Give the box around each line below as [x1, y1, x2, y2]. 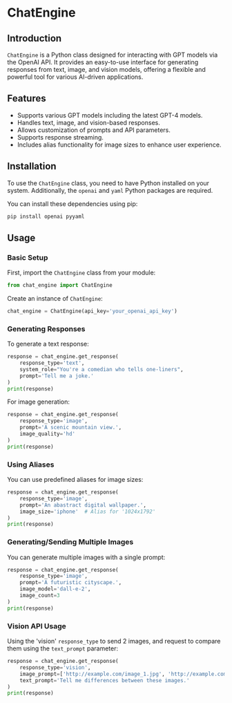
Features [7, 93, 46, 104]
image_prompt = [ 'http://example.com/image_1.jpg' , [19, 671, 166, 677]
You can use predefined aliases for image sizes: [7, 476, 144, 484]
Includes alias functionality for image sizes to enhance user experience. [17, 140, 222, 149]
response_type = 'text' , [19, 359, 85, 367]
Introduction [7, 32, 62, 44]
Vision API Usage [7, 621, 67, 630]
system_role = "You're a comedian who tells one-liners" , [19, 366, 184, 373]
